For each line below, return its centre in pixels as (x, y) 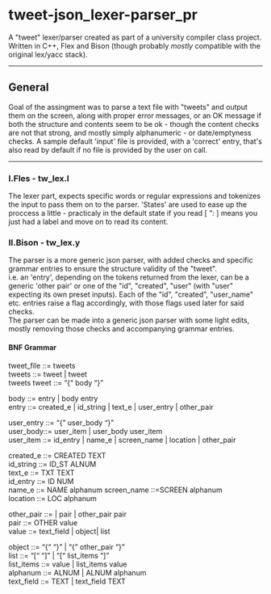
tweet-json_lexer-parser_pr (103, 15)
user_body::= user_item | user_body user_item (85, 431)
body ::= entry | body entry (53, 398)
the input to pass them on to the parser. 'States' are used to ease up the (128, 204)
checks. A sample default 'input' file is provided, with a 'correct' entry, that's (135, 141)
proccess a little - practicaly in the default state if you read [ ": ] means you (133, 213)
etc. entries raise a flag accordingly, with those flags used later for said (126, 303)
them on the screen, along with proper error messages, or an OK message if (135, 116)
